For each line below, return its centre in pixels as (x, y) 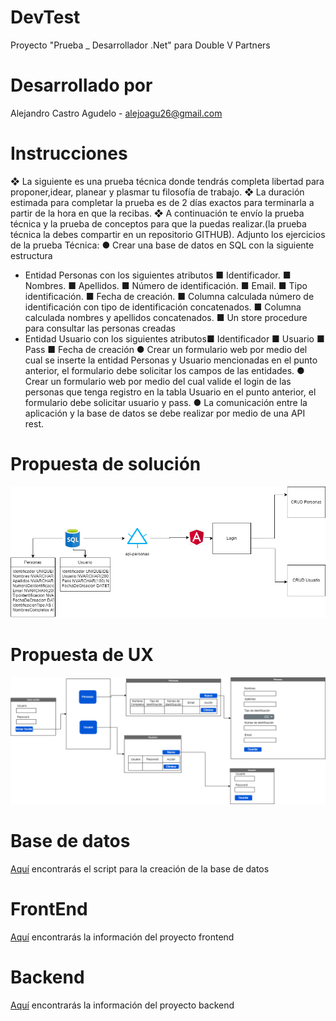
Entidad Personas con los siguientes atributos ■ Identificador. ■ (158, 275)
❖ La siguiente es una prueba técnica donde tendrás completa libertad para (167, 181)
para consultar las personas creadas (100, 328)
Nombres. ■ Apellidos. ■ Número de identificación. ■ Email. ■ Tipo (166, 285)
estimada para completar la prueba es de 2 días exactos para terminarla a (162, 202)
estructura (31, 255)
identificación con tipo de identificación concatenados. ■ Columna (163, 307)
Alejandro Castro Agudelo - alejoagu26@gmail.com (116, 113)
